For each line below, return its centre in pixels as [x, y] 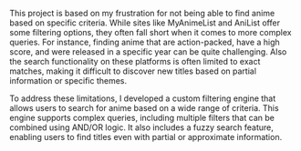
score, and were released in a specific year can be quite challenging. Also [148, 52]
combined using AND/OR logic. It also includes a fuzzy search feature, [141, 127]
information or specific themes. [68, 81]
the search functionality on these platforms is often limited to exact [135, 61]
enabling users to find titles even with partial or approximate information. [146, 137]
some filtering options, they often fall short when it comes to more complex [150, 32]
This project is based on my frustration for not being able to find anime [142, 13]
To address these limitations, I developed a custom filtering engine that [143, 98]
